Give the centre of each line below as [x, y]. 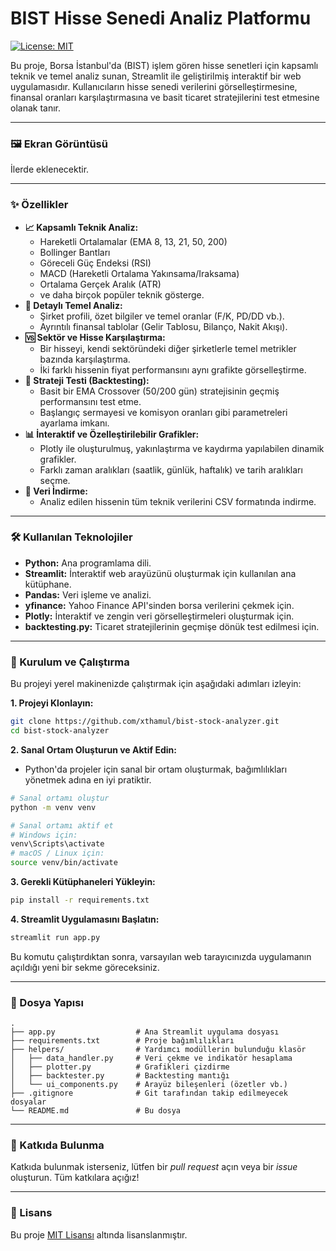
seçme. [55, 480]
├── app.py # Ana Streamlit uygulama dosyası [145, 1032]
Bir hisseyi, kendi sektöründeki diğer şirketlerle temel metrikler [168, 348]
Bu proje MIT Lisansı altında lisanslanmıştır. [99, 1234]
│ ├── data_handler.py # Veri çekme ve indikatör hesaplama [151, 1058]
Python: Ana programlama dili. [88, 563]
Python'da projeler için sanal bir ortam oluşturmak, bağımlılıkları [156, 769]
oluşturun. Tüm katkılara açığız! [75, 1178]
